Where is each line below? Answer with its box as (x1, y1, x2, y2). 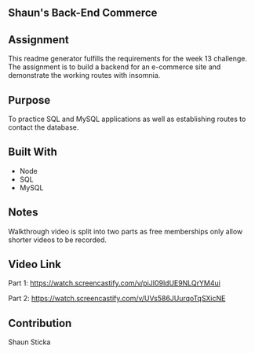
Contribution (8, 316, 72, 329)
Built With (8, 145, 57, 159)
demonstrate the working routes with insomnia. (8, 71, 161, 80)
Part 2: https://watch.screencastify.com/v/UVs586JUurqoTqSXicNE (8, 294, 226, 303)
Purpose (8, 94, 51, 107)
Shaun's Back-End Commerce (8, 6, 158, 20)
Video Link (8, 258, 61, 271)
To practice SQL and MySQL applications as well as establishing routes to (8, 114, 246, 124)
